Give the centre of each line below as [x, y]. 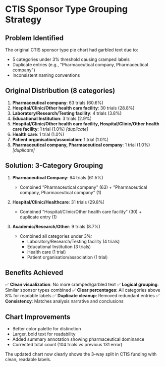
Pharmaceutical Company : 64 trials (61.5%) [58, 177]
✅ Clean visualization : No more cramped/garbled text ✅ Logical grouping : [82, 285]
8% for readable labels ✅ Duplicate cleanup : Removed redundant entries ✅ [82, 296]
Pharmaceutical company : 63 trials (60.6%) [58, 103]
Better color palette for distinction [47, 329]
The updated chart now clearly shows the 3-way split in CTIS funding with [81, 354]
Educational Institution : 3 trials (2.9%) [52, 118]
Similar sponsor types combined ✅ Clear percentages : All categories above [83, 290]
